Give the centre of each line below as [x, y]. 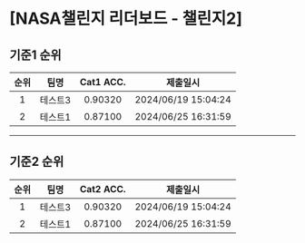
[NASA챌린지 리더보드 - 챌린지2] [126, 19]
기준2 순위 [37, 162]
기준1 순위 [35, 55]
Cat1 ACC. [103, 82]
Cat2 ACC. [103, 189]
